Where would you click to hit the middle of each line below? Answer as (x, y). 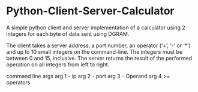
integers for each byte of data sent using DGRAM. (68, 33)
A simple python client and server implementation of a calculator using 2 (96, 27)
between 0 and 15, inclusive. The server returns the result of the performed (99, 58)
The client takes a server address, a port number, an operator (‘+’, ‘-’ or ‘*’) (98, 45)
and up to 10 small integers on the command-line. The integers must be (94, 51)
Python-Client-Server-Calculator (90, 11)
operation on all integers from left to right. (58, 65)
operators (18, 82)
